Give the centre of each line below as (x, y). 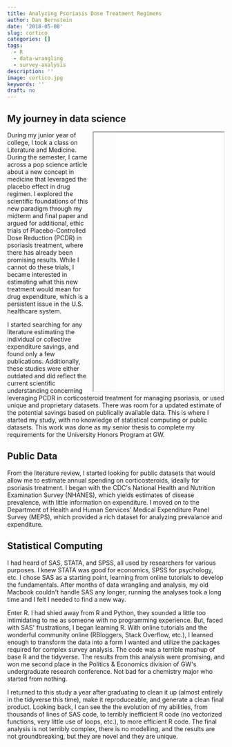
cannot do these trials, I (41, 267)
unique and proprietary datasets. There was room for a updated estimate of (115, 405)
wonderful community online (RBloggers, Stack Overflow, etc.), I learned (110, 634)
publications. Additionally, (44, 361)
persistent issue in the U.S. (45, 304)
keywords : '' (26, 84)
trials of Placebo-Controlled (47, 230)
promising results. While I (43, 260)
